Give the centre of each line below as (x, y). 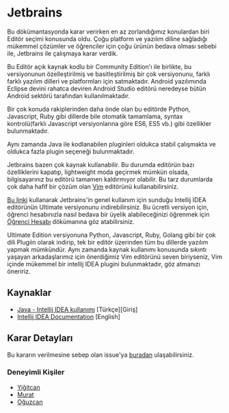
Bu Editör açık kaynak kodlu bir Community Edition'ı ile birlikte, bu (99, 66)
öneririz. (19, 271)
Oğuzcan (30, 401)
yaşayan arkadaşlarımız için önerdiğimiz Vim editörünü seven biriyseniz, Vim (115, 256)
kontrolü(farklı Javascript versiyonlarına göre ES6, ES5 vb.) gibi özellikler (109, 123)
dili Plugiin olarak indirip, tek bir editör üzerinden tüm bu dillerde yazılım (108, 242)
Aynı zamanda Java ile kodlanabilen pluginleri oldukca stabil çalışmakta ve (112, 144)
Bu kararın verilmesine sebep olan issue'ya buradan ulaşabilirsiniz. (101, 355)
